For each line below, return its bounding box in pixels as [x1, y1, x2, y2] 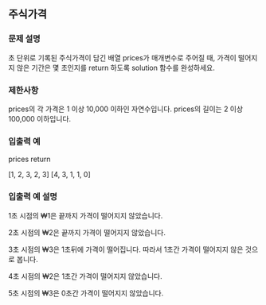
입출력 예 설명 [8, 191, 58, 203]
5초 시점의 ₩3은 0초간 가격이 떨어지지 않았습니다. [8, 288, 164, 298]
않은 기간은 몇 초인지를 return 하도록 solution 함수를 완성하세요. [16, 63, 215, 72]
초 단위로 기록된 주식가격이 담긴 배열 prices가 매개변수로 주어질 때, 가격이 [8, 52, 237, 62]
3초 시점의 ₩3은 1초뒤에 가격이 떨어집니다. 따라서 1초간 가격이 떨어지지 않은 [8, 245, 244, 254]
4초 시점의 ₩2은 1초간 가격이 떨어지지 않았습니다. [8, 271, 163, 280]
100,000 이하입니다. [8, 114, 72, 123]
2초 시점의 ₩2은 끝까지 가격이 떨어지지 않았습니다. [8, 227, 166, 237]
